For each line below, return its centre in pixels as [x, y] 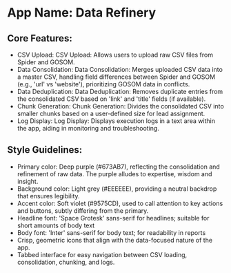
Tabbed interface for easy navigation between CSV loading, [102, 254]
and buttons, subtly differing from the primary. [83, 210]
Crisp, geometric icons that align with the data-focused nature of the [114, 240]
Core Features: [40, 38]
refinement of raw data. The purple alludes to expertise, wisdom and [114, 173]
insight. [28, 181]
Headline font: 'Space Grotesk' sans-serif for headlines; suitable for [113, 218]
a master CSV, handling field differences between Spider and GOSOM [116, 77]
